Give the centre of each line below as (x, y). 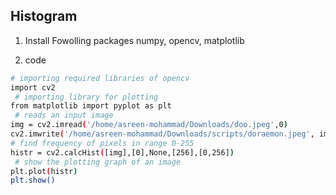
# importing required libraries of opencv (100, 78)
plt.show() (33, 180)
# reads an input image (64, 115)
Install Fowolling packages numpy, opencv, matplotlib (134, 40)
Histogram (44, 16)
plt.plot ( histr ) (44, 171)
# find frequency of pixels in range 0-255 (102, 143)
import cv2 (33, 87)
